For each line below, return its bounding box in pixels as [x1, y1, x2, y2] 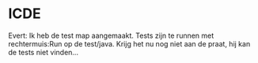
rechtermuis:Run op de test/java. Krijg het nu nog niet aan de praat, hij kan [8, 39, 251, 48]
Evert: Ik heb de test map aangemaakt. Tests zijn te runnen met [8, 31, 214, 40]
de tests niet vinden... [8, 47, 79, 57]
